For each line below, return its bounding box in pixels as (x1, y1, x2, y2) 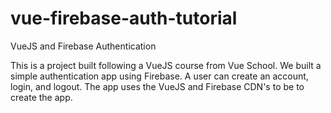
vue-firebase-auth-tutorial (10, 7, 238, 30)
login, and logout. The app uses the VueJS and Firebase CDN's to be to (10, 80, 305, 92)
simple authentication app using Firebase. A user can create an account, (10, 70, 309, 82)
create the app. (10, 91, 73, 103)
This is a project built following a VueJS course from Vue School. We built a (10, 59, 322, 71)
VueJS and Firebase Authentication (10, 40, 157, 52)
